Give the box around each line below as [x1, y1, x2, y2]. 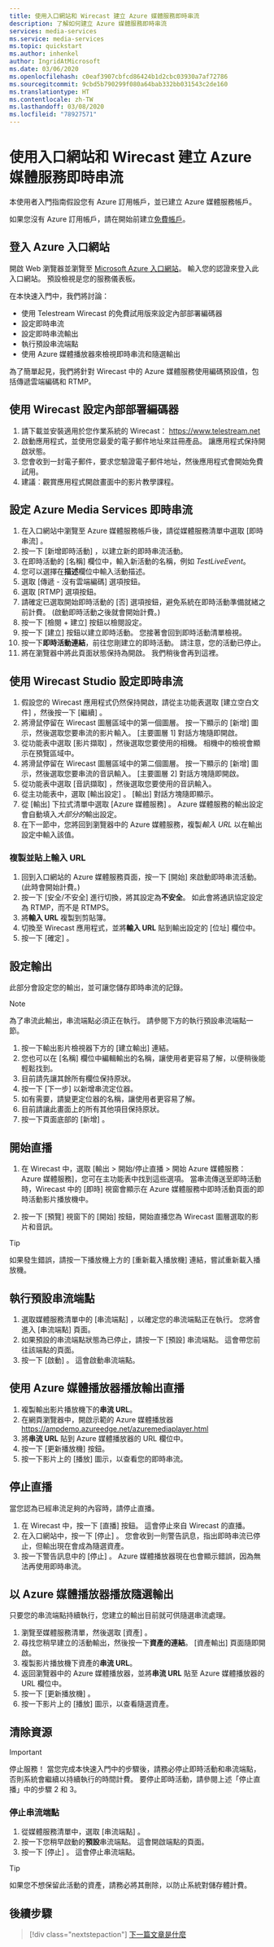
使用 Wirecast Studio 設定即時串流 [9, 674, 184, 688]
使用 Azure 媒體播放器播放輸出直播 [9, 1382, 185, 1395]
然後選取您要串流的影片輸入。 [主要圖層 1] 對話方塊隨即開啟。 [35, 728, 242, 738]
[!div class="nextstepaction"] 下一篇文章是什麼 [28, 1930, 186, 1940]
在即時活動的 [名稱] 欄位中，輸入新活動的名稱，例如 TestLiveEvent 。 [20, 556, 250, 566]
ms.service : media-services [9, 34, 105, 43]
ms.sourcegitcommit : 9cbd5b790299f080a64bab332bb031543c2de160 [9, 80, 228, 88]
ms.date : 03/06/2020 [9, 65, 80, 73]
